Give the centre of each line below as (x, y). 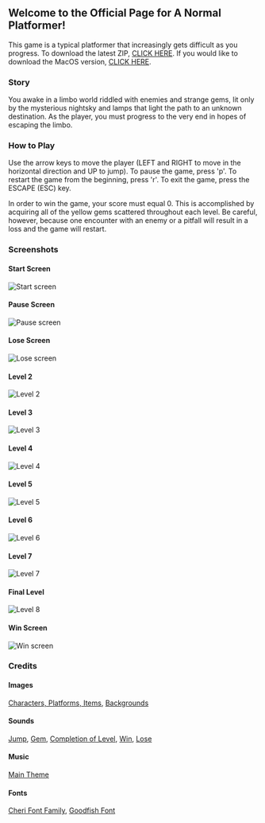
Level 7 (20, 556)
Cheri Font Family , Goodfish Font (62, 810)
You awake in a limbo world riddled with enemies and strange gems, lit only (131, 99)
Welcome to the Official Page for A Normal (115, 13)
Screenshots (33, 250)
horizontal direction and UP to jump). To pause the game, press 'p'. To (123, 171)
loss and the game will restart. (58, 229)
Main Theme (29, 774)
